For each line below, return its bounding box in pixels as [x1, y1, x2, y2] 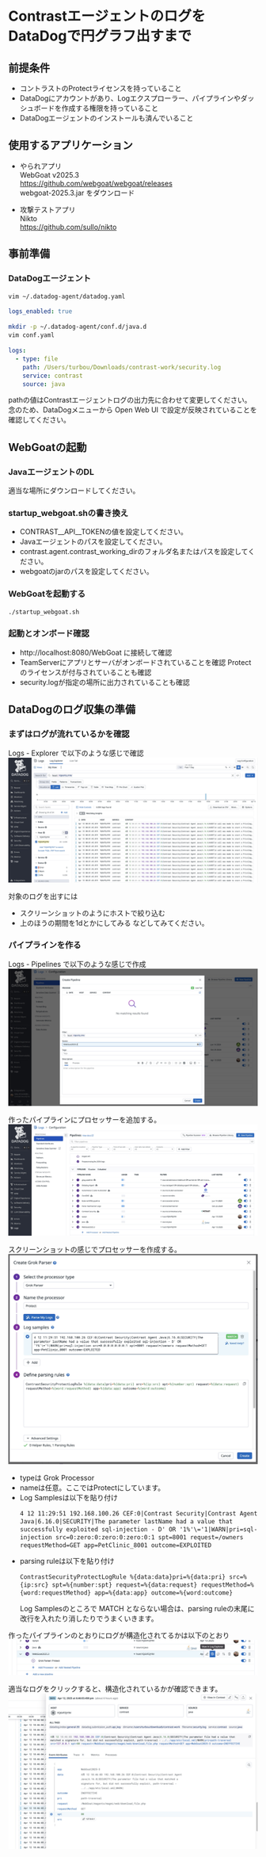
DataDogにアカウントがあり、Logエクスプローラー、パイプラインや [19, 94, 241, 103]
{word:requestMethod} [19, 1589, 91, 1597]
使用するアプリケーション [8, 139, 133, 152]
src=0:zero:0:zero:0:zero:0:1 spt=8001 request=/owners [55, 1534, 244, 1542]
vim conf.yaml [8, 331, 55, 339]
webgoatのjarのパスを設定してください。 [19, 567, 154, 576]
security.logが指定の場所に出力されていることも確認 [19, 677, 190, 686]
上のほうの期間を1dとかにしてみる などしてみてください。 [19, 918, 209, 927]
